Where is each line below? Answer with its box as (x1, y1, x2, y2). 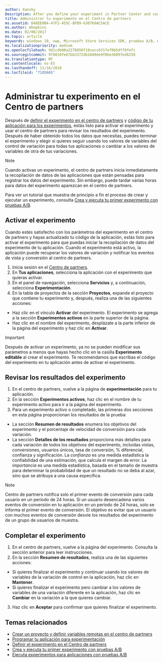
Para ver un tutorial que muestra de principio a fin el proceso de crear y (5, 192, 148, 198)
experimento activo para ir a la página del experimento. (12, 402, 123, 408)
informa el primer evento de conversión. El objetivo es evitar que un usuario (5, 507, 157, 513)
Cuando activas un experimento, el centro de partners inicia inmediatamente (5, 167, 158, 173)
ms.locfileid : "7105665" (5, 70, 55, 75)
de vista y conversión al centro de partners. (5, 255, 92, 261)
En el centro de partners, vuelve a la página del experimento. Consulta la (12, 544, 158, 550)
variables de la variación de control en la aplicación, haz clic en (12, 574, 139, 580)
